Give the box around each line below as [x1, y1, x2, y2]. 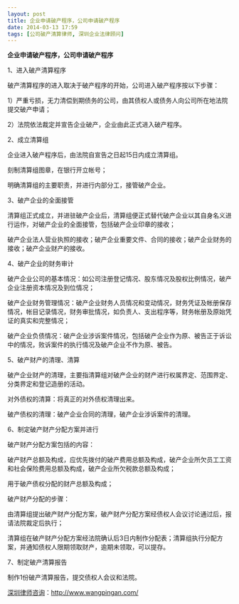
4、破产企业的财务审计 [7, 260, 75, 268]
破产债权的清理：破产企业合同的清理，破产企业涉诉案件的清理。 [7, 410, 194, 419]
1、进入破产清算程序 [7, 66, 66, 75]
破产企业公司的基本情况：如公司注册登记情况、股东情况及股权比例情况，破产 [7, 275, 232, 283]
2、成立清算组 [7, 135, 49, 144]
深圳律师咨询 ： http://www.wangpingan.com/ [7, 588, 139, 597]
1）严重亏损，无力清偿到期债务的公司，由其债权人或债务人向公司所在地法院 [7, 96, 228, 105]
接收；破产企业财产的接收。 [7, 244, 89, 253]
